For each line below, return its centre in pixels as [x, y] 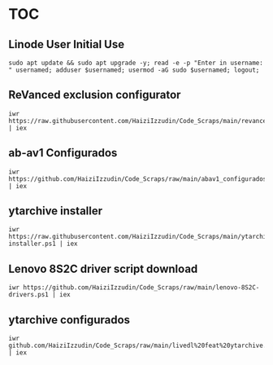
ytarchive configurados [69, 320]
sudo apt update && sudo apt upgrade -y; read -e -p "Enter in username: [136, 63]
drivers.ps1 [28, 295]
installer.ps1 [32, 244]
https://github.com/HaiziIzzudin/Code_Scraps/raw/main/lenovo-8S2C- [141, 288]
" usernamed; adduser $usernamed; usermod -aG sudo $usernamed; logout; [134, 70]
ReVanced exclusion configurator [95, 95]
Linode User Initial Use [66, 44]
